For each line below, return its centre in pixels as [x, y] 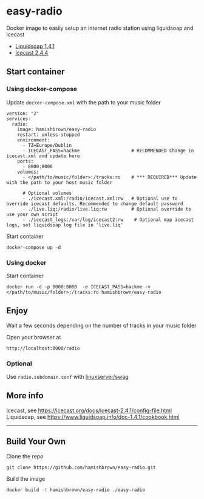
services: [19, 119]
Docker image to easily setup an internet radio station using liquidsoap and [100, 28]
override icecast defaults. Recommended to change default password [95, 204]
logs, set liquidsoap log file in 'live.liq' [65, 225]
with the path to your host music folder [59, 182]
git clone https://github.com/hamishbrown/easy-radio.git [81, 467]
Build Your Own [36, 442]
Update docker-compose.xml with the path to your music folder [83, 102]
